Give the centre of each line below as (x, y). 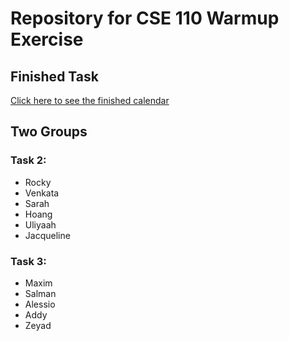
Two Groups (49, 132)
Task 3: (28, 261)
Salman (40, 293)
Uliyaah (40, 224)
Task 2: (28, 160)
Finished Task (54, 76)
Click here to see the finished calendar (90, 100)
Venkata (42, 193)
